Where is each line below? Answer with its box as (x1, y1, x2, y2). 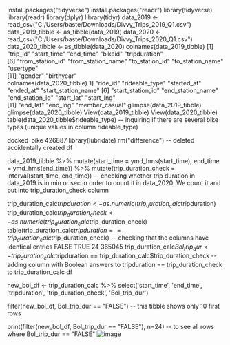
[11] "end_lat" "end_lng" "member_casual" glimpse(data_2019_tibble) (7, 101, 202, 109)
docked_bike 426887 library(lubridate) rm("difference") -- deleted (7, 136, 195, 144)
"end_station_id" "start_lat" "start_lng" (7, 94, 116, 102)
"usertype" (7, 65, 39, 72)
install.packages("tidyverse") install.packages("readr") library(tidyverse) (7, 6, 213, 14)
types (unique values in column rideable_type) (7, 123, 139, 131)
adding (7, 260, 28, 269)
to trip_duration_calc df (7, 268, 73, 276)
